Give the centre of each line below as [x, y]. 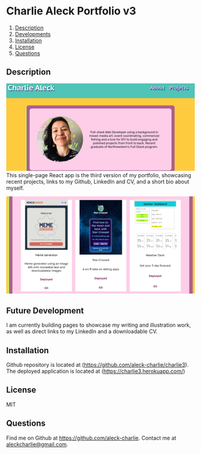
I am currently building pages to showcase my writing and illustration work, [99, 325]
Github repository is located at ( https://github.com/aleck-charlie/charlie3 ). [98, 365]
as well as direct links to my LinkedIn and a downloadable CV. [82, 331]
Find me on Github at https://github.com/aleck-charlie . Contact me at [91, 438]
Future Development [45, 310]
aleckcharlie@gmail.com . [37, 444]
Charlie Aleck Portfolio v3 [71, 11]
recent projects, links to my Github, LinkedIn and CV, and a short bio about [98, 182]
